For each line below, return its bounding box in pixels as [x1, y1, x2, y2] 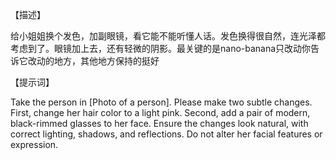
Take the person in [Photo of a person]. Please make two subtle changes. [10, 96, 313, 108]
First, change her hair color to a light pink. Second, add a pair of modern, [10, 107, 311, 118]
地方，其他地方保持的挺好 [53, 55, 160, 67]
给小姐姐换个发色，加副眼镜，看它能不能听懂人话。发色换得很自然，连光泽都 [10, 30, 326, 42]
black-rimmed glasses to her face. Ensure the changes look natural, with [10, 118, 309, 129]
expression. [10, 139, 59, 150]
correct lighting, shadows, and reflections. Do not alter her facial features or [10, 128, 323, 140]
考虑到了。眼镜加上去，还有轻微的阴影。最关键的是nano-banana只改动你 [10, 43, 312, 54]
